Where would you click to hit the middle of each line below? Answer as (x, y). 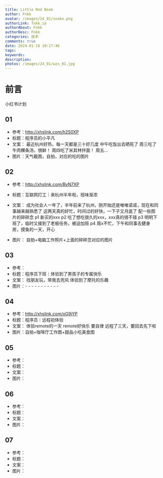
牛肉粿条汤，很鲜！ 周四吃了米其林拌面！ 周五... (60, 150)
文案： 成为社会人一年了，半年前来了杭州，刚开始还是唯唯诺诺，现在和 (83, 205)
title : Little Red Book (29, 10)
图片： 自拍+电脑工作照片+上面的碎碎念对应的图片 (63, 240)
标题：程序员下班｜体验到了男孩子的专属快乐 (57, 274)
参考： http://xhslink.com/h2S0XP (45, 132)
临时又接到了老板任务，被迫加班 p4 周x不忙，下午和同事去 (83, 223)
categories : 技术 (22, 37)
